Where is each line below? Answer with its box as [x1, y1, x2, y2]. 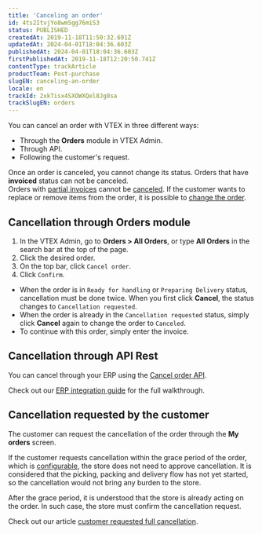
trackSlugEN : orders [8, 99, 76, 107]
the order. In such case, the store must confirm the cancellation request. [8, 501, 242, 510]
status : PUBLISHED [8, 26, 68, 34]
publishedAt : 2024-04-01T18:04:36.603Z [8, 48, 139, 56]
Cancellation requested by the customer [8, 408, 209, 422]
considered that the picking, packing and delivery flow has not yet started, [8, 469, 249, 479]
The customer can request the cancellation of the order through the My [8, 429, 239, 438]
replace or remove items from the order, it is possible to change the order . [8, 193, 247, 203]
